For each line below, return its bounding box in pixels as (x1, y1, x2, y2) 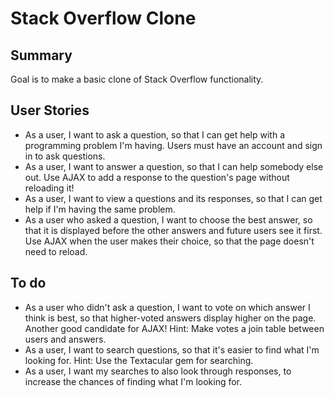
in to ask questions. (24, 150, 106, 162)
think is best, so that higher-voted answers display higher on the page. (24, 312, 317, 324)
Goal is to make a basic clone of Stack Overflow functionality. (10, 73, 264, 85)
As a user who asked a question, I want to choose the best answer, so (24, 213, 313, 226)
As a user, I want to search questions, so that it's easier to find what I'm (24, 343, 320, 356)
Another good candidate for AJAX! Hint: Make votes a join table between (24, 322, 325, 334)
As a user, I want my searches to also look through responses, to (24, 365, 292, 377)
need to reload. (24, 245, 88, 257)
